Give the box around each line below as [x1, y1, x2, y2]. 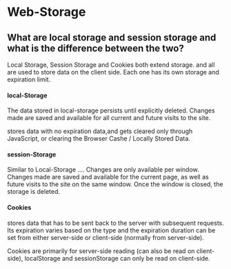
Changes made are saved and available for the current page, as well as [7, 173, 209, 181]
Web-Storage [7, 4, 86, 20]
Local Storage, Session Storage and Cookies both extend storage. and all [7, 61, 215, 69]
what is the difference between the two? [7, 42, 184, 54]
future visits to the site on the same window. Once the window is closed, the [7, 180, 223, 188]
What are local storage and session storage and [7, 32, 217, 43]
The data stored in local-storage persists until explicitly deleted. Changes [7, 106, 215, 114]
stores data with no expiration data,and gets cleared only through [7, 127, 193, 135]
